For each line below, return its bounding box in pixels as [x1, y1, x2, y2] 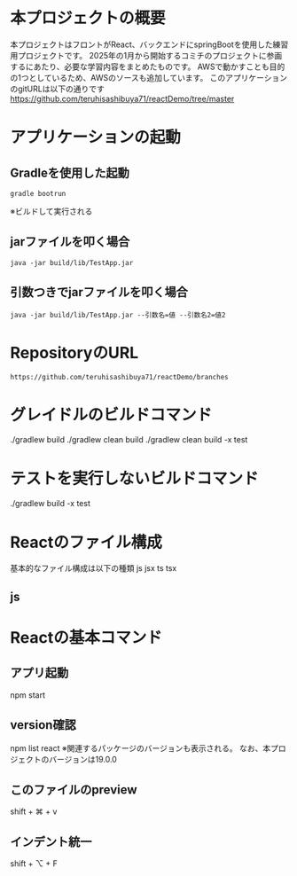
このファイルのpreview [10, 782, 137, 797]
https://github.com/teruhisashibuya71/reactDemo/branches [10, 372, 229, 381]
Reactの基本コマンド [10, 627, 162, 647]
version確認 [10, 717, 76, 732]
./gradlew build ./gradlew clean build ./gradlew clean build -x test [10, 434, 248, 445]
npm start [10, 689, 46, 700]
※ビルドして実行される [10, 206, 93, 216]
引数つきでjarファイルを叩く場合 [10, 285, 189, 300]
